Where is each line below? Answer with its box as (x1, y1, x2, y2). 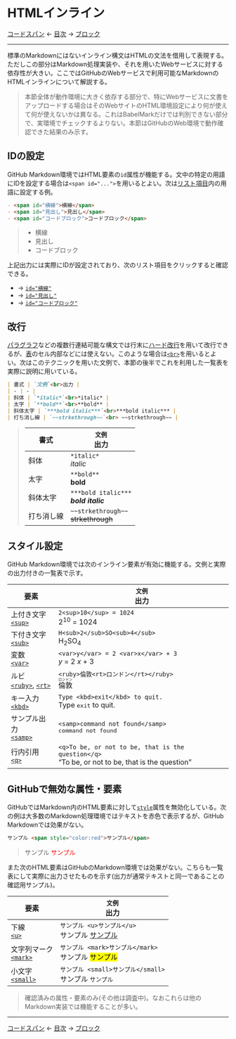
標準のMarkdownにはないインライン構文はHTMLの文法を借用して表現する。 (7, 51, 228, 59)
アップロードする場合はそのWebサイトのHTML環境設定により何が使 (24, 101, 222, 110)
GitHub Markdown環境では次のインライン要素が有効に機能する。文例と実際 (7, 560, 226, 569)
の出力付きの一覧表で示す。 (7, 569, 87, 577)
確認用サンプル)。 (7, 880, 59, 889)
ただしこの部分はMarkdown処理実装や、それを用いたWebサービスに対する (7, 60, 223, 68)
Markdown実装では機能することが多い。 (24, 1002, 142, 1011)
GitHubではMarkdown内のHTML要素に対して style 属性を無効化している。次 (7, 803, 227, 811)
